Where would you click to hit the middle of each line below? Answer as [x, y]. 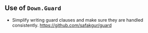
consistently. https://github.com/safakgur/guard [62, 25]
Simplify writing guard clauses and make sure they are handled [78, 20]
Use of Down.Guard [33, 8]
